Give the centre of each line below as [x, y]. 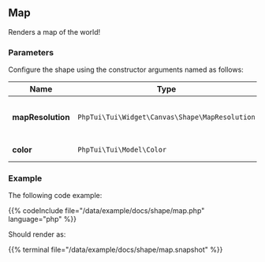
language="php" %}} [43, 219]
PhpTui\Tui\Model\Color [122, 150]
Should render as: [37, 234]
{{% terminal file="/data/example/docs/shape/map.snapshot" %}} [116, 250]
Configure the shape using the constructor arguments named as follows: [126, 69]
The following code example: [55, 196]
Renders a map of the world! [54, 32]
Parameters [31, 52]
